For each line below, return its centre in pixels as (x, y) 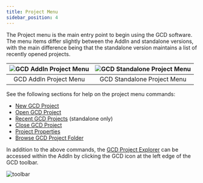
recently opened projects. (38, 54)
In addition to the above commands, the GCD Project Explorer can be (92, 149)
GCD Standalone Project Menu (143, 79)
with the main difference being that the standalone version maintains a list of (102, 47)
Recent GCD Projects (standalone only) (64, 118)
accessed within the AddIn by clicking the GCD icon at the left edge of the (98, 156)
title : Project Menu (32, 12)
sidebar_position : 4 (32, 18)
